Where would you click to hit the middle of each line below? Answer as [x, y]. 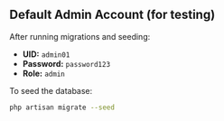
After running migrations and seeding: [80, 36]
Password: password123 [66, 63]
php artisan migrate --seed [62, 107]
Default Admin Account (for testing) [112, 15]
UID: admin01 [46, 54]
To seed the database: [51, 90]
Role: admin [43, 73]
